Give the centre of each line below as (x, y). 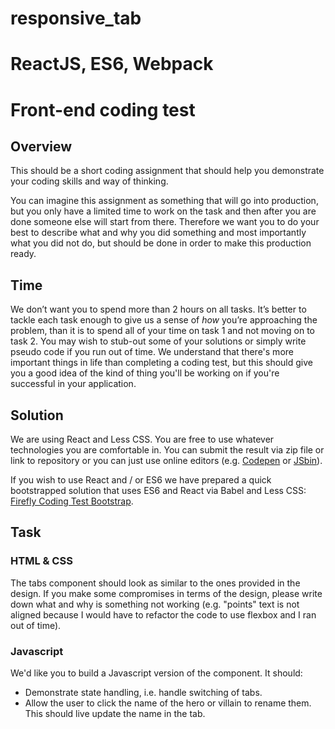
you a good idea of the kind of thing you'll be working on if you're (145, 373)
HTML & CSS (41, 561)
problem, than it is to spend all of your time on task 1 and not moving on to (162, 331)
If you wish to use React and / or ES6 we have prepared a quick (141, 480)
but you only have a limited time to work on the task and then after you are (163, 211)
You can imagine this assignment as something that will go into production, (164, 201)
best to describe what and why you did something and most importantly (158, 233)
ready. (23, 254)
